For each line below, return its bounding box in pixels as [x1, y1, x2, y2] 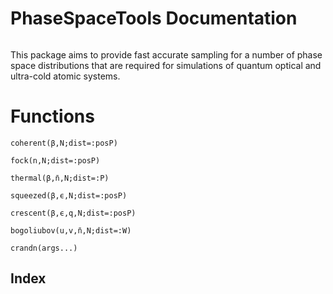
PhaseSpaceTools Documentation [10, 7, 298, 30]
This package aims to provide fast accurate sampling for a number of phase [10, 48, 323, 61]
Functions [10, 105, 95, 128]
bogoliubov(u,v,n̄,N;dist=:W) [10, 225, 132, 236]
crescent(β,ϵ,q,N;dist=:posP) [10, 208, 137, 218]
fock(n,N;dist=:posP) [10, 155, 101, 166]
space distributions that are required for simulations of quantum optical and [10, 59, 322, 71]
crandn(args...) [10, 243, 78, 253]
